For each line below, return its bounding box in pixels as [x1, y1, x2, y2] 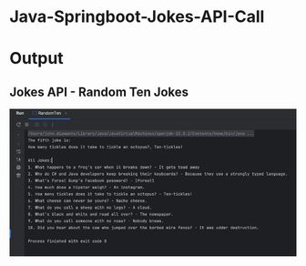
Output [9, 48, 64, 69]
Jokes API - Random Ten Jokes [9, 84, 189, 99]
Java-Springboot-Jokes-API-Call [9, 6, 265, 27]
